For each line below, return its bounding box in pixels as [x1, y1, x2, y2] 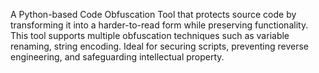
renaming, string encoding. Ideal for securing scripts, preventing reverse [10, 40, 309, 52]
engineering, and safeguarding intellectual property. [10, 51, 225, 63]
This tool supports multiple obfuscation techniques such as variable [10, 30, 290, 41]
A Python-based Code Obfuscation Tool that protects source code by [10, 9, 297, 20]
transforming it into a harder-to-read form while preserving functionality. [10, 19, 309, 31]
